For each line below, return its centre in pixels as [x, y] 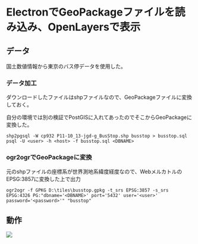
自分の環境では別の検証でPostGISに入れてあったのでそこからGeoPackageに [99, 117]
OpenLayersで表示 [94, 27]
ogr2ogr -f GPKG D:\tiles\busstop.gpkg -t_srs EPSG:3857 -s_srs [87, 190]
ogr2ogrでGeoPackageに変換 [49, 157]
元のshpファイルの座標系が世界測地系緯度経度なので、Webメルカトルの [94, 171]
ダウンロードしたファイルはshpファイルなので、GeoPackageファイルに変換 [99, 97]
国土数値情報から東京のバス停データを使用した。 [66, 66]
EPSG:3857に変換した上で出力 [44, 179]
